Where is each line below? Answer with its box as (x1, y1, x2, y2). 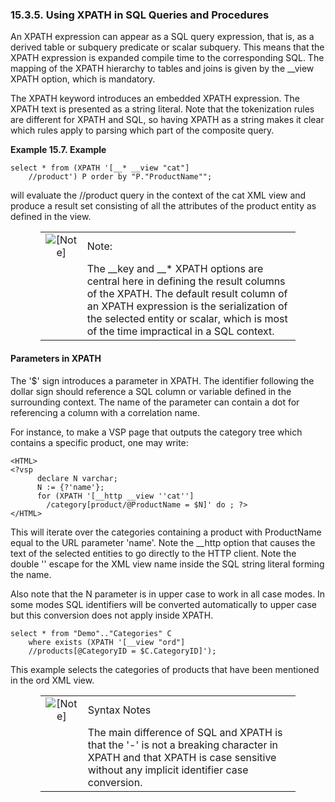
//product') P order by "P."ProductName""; (28, 172, 213, 182)
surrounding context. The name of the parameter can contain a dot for (10, 396, 300, 408)
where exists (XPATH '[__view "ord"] (28, 637, 186, 647)
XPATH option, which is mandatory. (10, 73, 156, 85)
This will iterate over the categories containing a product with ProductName (10, 526, 322, 538)
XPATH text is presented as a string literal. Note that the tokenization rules (10, 103, 315, 115)
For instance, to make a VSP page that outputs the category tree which (10, 426, 303, 438)
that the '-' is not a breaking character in (87, 738, 279, 752)
